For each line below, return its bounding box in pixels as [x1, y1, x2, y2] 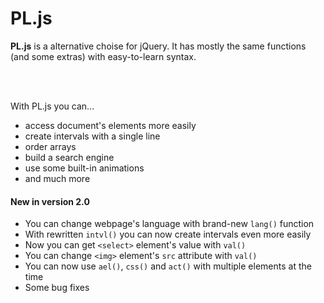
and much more [24, 172, 91, 184]
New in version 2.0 [10, 195, 90, 207]
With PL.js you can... [10, 100, 95, 112]
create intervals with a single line [24, 130, 161, 142]
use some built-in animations [24, 162, 145, 174]
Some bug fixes [24, 282, 90, 294]
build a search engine [24, 151, 115, 163]
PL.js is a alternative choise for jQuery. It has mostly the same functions [10, 40, 307, 52]
